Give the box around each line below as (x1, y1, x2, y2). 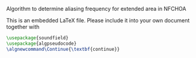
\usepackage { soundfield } (6, 35, 69, 41)
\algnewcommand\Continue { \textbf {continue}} (6, 46, 120, 52)
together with (6, 24, 40, 30)
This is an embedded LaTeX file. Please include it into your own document (6, 17, 190, 24)
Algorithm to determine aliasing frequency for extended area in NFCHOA (6, 5, 186, 12)
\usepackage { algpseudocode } (6, 40, 77, 47)
